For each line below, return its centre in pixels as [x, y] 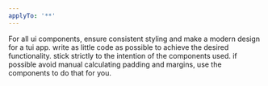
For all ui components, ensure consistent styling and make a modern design [134, 39]
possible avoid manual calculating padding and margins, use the [115, 64]
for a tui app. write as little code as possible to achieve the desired [119, 47]
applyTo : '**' [32, 16]
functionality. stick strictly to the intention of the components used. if [123, 55]
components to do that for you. [60, 72]
